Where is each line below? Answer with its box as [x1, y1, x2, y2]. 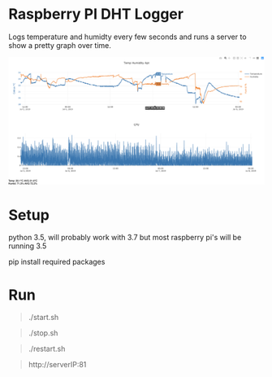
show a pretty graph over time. [8, 40, 112, 50]
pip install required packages [8, 257, 106, 267]
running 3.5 [8, 241, 47, 251]
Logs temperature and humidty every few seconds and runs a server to [8, 32, 247, 42]
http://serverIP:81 [28, 360, 87, 370]
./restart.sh [28, 344, 66, 354]
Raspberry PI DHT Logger [8, 5, 184, 24]
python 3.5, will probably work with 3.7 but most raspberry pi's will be [8, 233, 242, 243]
